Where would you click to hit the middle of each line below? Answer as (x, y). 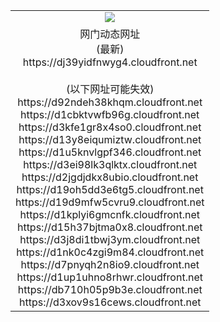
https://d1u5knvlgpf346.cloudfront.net (110, 152)
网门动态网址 (110, 34)
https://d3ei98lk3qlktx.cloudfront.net (110, 164)
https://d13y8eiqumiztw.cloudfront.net (110, 139)
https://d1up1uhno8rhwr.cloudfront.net (109, 277)
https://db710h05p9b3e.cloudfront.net (110, 289)
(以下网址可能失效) (110, 89)
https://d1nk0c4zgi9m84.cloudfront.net (110, 252)
